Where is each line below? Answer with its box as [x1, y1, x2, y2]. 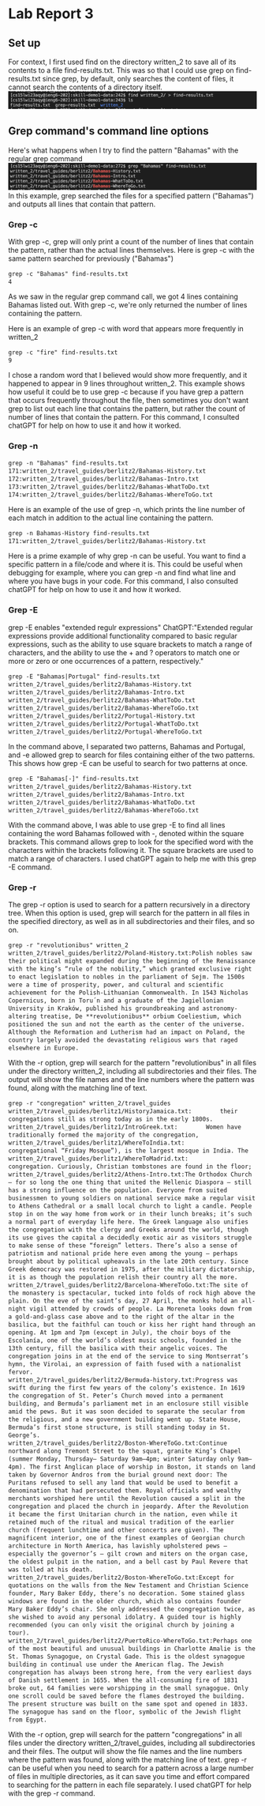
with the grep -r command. [8, 1789, 96, 1798]
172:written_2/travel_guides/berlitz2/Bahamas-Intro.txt [8, 475, 200, 483]
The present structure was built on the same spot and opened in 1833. [8, 1700, 248, 1708]
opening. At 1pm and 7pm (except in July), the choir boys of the [8, 1329, 231, 1337]
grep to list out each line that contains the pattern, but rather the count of [8, 404, 246, 413]
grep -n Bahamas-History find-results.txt [8, 530, 150, 537]
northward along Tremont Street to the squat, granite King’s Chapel [8, 1447, 242, 1455]
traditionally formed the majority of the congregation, [8, 1131, 200, 1139]
